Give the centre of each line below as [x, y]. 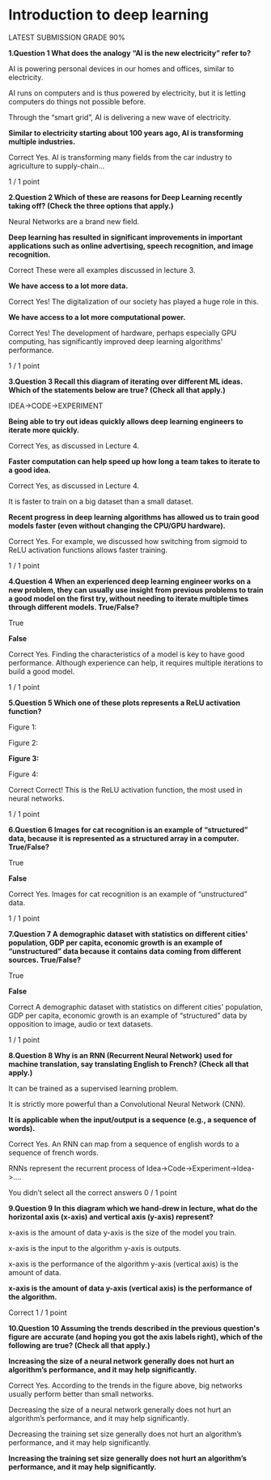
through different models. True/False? [74, 607]
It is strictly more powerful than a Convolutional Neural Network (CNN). [127, 1104]
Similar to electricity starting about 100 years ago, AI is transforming [126, 133]
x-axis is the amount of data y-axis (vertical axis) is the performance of [130, 1288]
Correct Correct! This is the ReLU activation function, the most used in [125, 789]
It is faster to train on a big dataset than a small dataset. [101, 501]
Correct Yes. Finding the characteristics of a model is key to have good [127, 654]
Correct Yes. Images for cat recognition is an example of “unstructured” [128, 894]
